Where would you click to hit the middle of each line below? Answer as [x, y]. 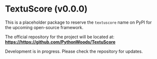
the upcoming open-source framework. [44, 27]
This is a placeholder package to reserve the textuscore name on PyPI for [78, 22]
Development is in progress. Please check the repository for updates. [74, 51]
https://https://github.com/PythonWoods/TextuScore [60, 42]
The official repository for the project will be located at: [60, 37]
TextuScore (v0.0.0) [46, 9]
